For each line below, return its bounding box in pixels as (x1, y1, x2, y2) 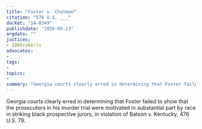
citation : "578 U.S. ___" (6, 14, 71, 20)
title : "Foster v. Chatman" (6, 8, 77, 15)
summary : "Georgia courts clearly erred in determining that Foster (6, 82, 182, 88)
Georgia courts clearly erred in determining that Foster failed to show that (6, 98, 189, 105)
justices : (6, 37, 31, 43)
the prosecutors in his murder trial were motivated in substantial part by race (6, 104, 196, 111)
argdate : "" (6, 31, 36, 37)
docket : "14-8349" (6, 20, 52, 26)
